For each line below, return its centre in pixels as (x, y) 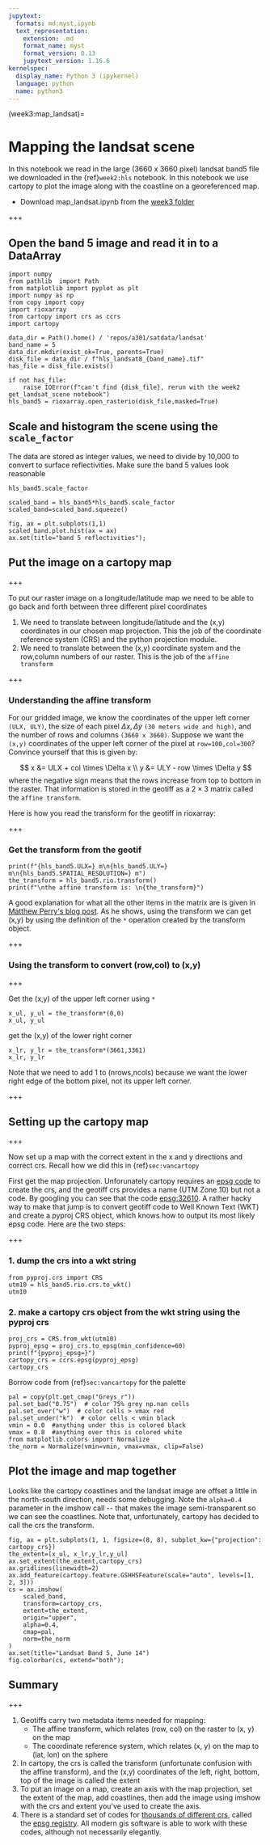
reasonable (27, 473)
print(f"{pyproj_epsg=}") (52, 1353)
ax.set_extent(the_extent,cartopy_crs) (76, 1561)
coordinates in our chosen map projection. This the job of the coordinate (141, 631)
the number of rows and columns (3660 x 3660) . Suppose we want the (126, 735)
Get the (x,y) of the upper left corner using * (82, 998)
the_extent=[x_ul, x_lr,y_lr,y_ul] (68, 1554)
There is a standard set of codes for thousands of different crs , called (136, 1814)
